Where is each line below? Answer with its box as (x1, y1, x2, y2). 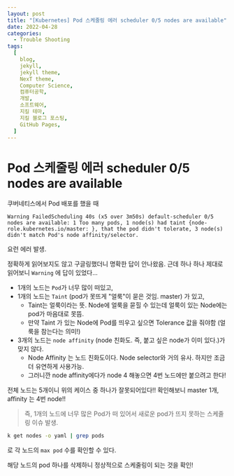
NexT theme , (20, 75, 54, 83)
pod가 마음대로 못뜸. (27, 310, 85, 318)
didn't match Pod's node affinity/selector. (7, 232, 139, 239)
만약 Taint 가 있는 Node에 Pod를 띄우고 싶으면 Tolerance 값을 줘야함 (27, 318, 217, 327)
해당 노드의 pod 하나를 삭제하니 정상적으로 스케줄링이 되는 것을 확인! (7, 461, 193, 470)
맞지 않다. (17, 345, 44, 353)
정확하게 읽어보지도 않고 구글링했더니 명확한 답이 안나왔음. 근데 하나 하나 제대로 (7, 260, 224, 268)
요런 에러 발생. (7, 245, 47, 253)
